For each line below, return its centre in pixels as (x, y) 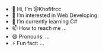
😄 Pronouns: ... (31, 36)
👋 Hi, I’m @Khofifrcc (36, 9)
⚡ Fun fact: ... (28, 43)
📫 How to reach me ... (39, 28)
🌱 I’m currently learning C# (44, 21)
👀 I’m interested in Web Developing (54, 15)
